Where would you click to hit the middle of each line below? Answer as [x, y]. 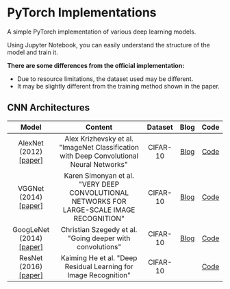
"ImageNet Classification [99, 147]
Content [99, 127]
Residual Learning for [99, 266]
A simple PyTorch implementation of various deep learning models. [102, 32]
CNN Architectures [49, 108]
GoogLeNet [31, 229]
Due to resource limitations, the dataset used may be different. [105, 79]
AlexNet [31, 143]
